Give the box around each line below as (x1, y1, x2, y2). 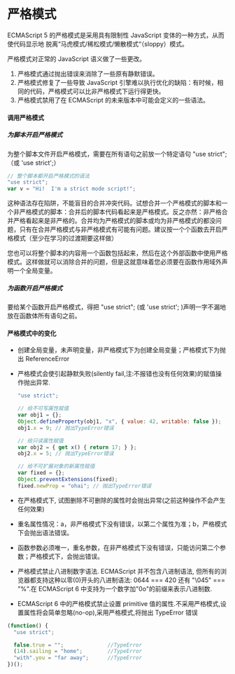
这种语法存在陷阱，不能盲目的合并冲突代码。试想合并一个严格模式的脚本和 (7, 199, 222, 208)
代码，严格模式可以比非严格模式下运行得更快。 (29, 87, 165, 95)
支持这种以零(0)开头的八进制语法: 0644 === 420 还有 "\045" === (36, 576, 226, 584)
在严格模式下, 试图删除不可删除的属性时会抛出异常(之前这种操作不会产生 (17, 496, 226, 504)
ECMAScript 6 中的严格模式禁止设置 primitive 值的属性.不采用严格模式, (17, 599, 220, 607)
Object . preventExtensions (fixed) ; (17, 476, 118, 483)
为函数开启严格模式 (7, 283, 63, 292)
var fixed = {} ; (17, 469, 65, 477)
